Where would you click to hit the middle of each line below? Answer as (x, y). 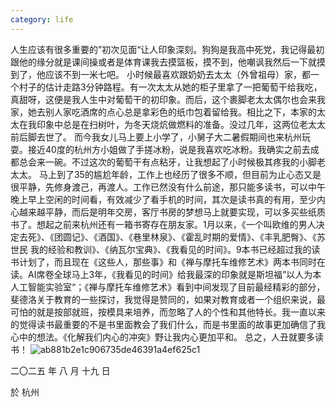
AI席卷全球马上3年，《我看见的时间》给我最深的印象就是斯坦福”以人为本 (174, 274)
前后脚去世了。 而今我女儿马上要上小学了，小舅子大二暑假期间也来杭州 (156, 137)
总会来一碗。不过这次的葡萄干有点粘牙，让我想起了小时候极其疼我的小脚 (167, 162)
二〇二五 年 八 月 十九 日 (60, 370)
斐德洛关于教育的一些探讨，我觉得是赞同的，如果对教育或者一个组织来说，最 (168, 299)
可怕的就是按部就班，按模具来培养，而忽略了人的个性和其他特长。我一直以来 (168, 312)
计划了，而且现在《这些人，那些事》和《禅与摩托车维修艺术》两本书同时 (167, 262)
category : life (42, 19)
